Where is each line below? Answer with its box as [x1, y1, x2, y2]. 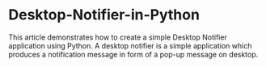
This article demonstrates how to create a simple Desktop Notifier [8, 32, 228, 42]
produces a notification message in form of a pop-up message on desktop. [8, 49, 259, 59]
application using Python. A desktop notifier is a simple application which [8, 40, 252, 50]
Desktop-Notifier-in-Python [8, 6, 201, 24]
